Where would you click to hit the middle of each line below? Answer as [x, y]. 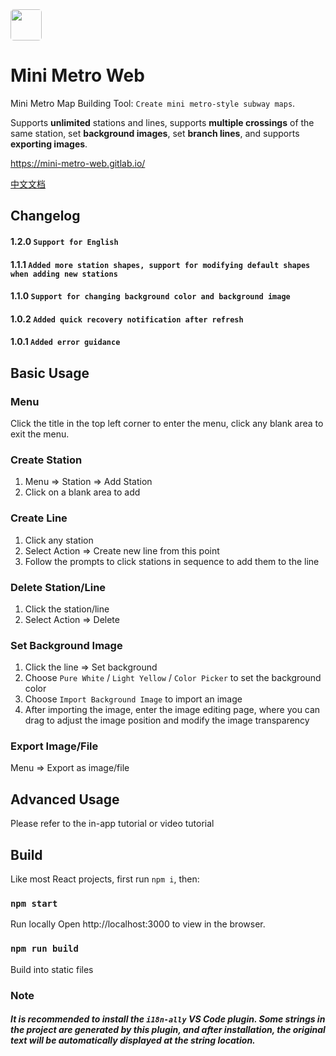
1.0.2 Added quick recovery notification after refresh [127, 319]
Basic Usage [50, 373]
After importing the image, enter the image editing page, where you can [172, 710]
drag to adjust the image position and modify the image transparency [167, 720]
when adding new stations [64, 274]
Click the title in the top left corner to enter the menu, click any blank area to [167, 423]
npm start [34, 904]
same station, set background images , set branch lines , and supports [155, 133]
